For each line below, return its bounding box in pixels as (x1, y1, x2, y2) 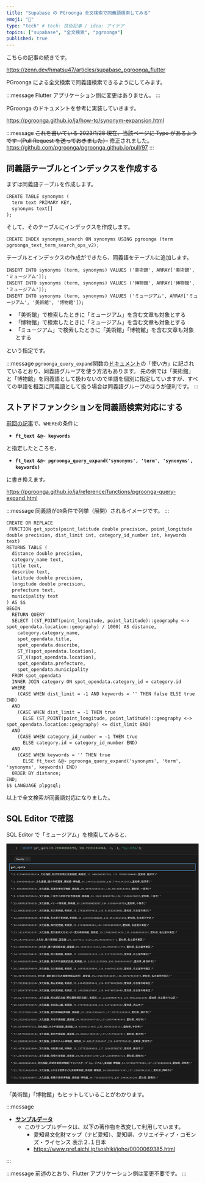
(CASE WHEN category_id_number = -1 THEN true (17, 733, 138, 740)
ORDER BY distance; (12, 770, 62, 776)
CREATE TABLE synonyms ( (6, 193, 70, 200)
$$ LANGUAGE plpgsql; (6, 782, 62, 789)
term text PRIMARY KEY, (12, 199, 72, 206)
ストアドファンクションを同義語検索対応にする (6, 402, 183, 413)
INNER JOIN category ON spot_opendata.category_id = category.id (12, 678, 182, 685)
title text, (12, 562, 43, 569)
